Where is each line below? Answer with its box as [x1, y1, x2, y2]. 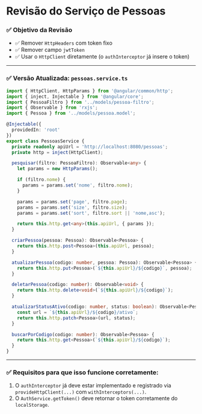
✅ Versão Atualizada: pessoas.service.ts [6, 74, 128, 83]
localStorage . [14, 401, 49, 409]
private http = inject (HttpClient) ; [11, 149, 103, 155]
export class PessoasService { [6, 138, 85, 144]
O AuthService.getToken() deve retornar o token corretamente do [14, 395, 178, 402]
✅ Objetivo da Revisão [6, 26, 73, 34]
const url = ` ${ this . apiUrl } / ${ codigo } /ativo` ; [17, 309, 138, 315]
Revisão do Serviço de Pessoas [6, 4, 166, 18]
